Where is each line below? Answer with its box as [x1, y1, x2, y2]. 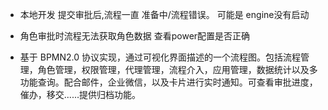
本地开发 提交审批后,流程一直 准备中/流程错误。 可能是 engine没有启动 [19, 9, 310, 20]
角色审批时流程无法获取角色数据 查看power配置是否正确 [19, 30, 251, 42]
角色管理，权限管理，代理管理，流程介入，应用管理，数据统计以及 [37, 64, 310, 75]
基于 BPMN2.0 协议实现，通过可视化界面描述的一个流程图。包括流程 [19, 51, 302, 63]
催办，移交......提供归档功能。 [19, 89, 141, 100]
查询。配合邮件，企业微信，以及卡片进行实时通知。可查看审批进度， [37, 76, 318, 88]
